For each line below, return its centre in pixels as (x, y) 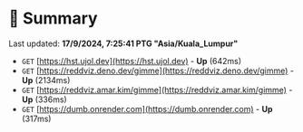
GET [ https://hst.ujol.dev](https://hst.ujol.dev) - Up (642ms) (132, 61)
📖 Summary (53, 19)
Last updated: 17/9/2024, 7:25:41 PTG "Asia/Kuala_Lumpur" (123, 43)
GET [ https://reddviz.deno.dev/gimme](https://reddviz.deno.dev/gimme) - (158, 71)
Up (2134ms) (46, 80)
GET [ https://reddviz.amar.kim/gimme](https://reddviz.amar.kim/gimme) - (157, 90)
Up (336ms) (44, 99)
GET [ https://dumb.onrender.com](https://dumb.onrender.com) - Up (147, 108)
